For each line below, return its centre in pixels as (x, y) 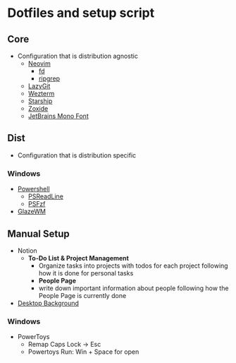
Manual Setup (39, 233)
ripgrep (49, 78)
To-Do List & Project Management (78, 258)
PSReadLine (45, 196)
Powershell (34, 189)
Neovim (39, 64)
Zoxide (38, 108)
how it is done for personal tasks (86, 273)
